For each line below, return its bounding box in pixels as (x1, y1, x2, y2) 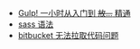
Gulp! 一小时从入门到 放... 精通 (17, 8, 131, 18)
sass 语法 (17, 19, 54, 29)
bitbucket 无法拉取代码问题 (17, 30, 119, 40)
